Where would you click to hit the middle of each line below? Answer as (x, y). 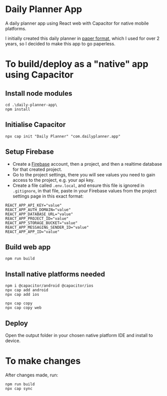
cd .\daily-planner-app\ (31, 105)
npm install (18, 109)
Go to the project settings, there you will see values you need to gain (84, 174)
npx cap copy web (23, 308)
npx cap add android (27, 290)
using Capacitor (40, 75)
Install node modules (39, 93)
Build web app (28, 247)
